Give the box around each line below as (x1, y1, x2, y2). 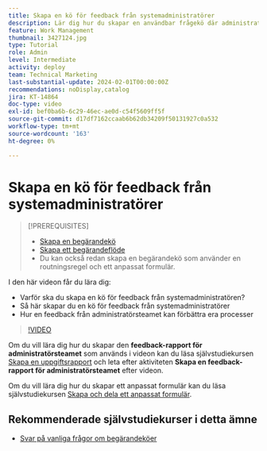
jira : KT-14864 (8, 93, 59, 101)
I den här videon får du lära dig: (8, 277, 111, 287)
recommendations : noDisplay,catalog (8, 85, 130, 94)
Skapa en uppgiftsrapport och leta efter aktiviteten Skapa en (8, 357, 207, 367)
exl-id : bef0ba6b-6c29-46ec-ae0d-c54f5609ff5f (8, 108, 165, 116)
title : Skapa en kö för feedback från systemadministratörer (8, 11, 215, 20)
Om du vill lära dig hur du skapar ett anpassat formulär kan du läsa (8, 381, 226, 391)
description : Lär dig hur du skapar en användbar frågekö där (8, 19, 219, 27)
